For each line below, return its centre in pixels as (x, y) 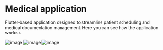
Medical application (46, 9)
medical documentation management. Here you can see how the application (82, 27)
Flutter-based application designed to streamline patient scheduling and (78, 22)
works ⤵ (13, 33)
